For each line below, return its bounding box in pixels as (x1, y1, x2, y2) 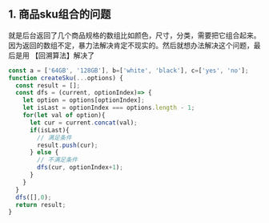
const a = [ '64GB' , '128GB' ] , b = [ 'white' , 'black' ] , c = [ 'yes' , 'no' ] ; (8, 67, 249, 75)
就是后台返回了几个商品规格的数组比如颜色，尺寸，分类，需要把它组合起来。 (8, 30, 261, 40)
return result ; (15, 201, 66, 209)
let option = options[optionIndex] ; (22, 96, 146, 104)
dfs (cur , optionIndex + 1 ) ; (37, 164, 124, 172)
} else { (29, 148, 59, 156)
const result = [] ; (15, 81, 81, 90)
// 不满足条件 (37, 156, 78, 164)
